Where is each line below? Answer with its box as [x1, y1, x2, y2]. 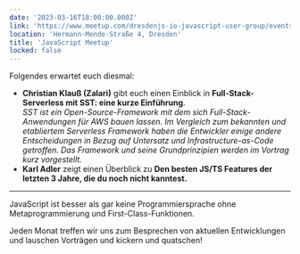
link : [9, 21, 29, 30]
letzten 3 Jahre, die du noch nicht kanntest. [21, 173, 187, 184]
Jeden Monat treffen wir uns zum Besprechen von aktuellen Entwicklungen [9, 225, 286, 236]
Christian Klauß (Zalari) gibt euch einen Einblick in [21, 88, 211, 99]
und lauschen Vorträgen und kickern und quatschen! [9, 235, 203, 246]
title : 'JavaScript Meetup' [9, 37, 114, 47]
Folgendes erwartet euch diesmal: [9, 70, 135, 81]
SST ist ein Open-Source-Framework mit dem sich [21, 107, 208, 118]
